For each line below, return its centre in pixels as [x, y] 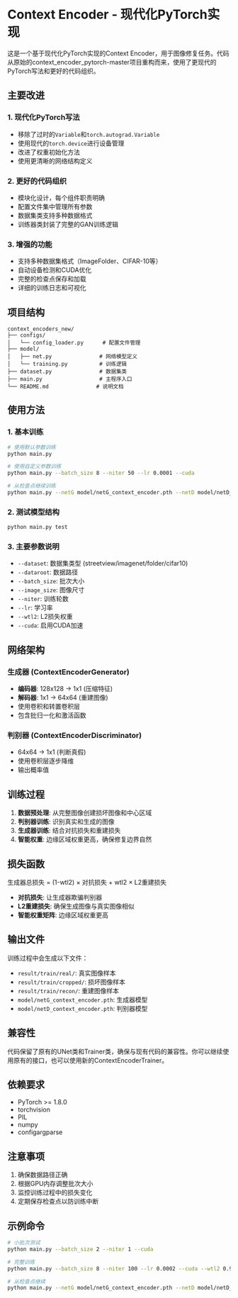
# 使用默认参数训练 [32, 447]
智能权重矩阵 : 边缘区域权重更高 [63, 915]
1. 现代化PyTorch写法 [44, 118]
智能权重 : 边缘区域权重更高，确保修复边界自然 [85, 839]
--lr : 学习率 [35, 608]
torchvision [34, 1109]
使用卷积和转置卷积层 [49, 707]
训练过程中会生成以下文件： [48, 958]
